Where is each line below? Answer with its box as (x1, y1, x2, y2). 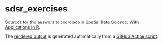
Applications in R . (5, 24, 41, 30)
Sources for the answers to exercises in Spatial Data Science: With (5, 19, 139, 25)
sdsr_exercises (5, 3, 68, 14)
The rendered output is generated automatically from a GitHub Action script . (5, 33, 159, 39)
